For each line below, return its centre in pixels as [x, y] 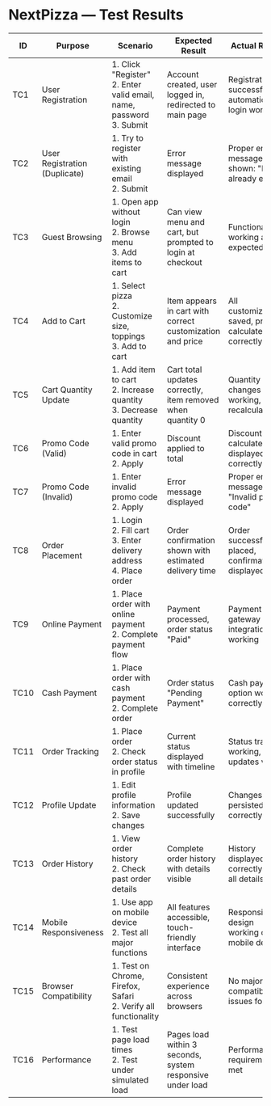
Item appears [192, 301]
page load [131, 1039]
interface [184, 948]
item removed [193, 399]
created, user [192, 84]
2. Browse [131, 232]
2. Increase [133, 390]
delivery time [191, 570]
